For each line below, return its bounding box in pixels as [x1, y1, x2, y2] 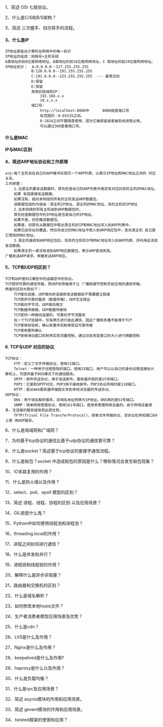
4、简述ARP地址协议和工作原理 [5, 159, 68, 164]
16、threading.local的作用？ [5, 531, 61, 536]
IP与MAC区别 [5, 146, 33, 152]
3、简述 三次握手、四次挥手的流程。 [5, 25, 77, 31]
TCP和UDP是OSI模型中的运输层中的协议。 [5, 276, 75, 281]
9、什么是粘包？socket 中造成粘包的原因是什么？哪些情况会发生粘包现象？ [5, 458, 155, 464]
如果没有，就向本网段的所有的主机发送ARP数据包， [14, 197, 100, 201]
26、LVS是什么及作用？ [5, 634, 53, 640]
